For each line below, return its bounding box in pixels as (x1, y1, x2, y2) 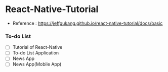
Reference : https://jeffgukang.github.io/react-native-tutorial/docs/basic (12, 20, 163, 26)
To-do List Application (12, 50, 59, 56)
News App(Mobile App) (12, 61, 62, 67)
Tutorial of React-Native (12, 44, 63, 50)
